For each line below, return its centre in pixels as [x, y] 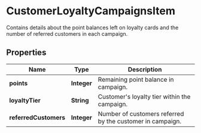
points [19, 83]
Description [145, 69]
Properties [26, 53]
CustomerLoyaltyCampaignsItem [91, 11]
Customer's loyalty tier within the [144, 97]
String [80, 100]
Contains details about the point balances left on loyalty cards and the [92, 27]
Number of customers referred [141, 113]
